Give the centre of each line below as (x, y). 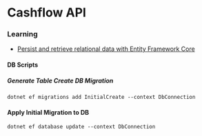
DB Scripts (23, 65)
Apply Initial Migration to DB (48, 112)
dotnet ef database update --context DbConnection (81, 127)
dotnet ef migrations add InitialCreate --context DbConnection (101, 98)
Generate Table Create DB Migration (60, 80)
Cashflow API (47, 13)
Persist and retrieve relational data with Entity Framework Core (106, 49)
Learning (22, 34)
